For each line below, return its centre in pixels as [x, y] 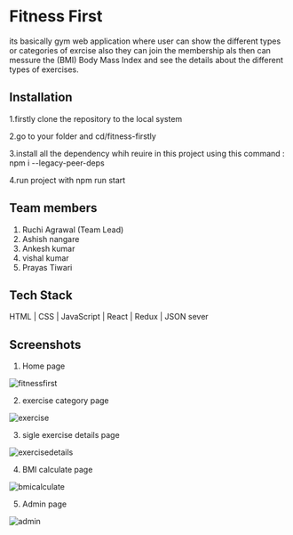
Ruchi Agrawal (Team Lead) [73, 230]
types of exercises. [44, 69]
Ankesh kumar [48, 248]
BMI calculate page [57, 470]
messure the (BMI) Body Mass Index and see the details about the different [146, 60]
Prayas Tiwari [47, 267]
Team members [53, 208]
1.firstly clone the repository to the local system [96, 118]
